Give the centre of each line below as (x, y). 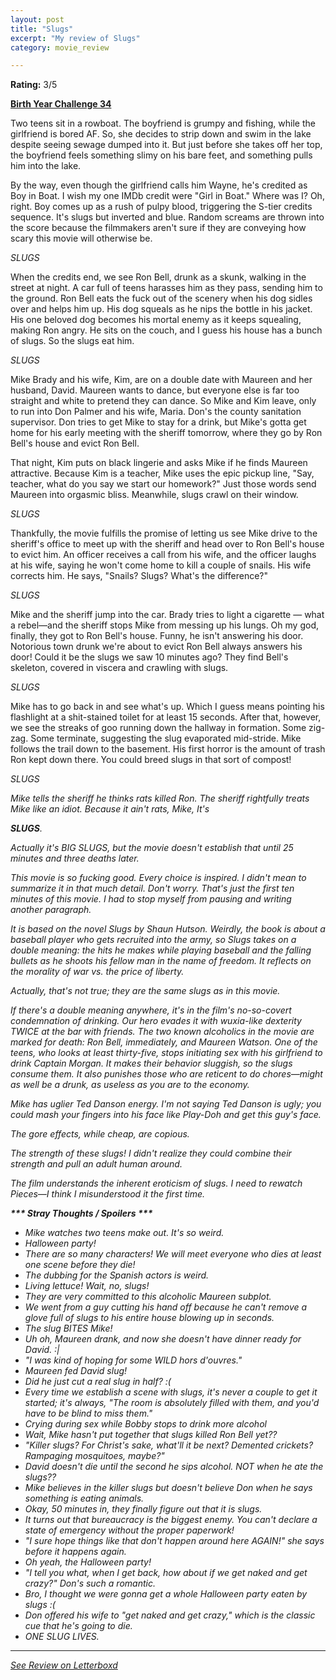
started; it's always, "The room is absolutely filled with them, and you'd (172, 1403)
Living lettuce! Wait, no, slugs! (87, 1286)
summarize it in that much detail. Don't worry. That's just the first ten (152, 888)
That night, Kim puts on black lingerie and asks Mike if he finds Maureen (159, 463)
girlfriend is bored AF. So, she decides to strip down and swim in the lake (161, 134)
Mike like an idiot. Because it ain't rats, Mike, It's (110, 809)
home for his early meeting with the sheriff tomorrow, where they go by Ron (166, 433)
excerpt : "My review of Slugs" (75, 38)
